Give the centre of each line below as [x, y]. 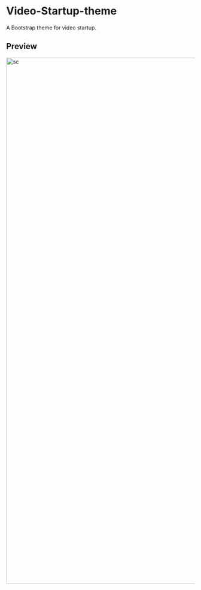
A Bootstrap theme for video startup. [51, 28]
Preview [22, 46]
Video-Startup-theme [62, 11]
